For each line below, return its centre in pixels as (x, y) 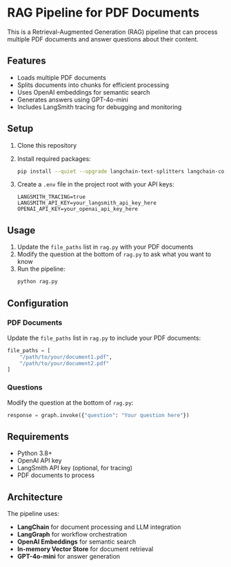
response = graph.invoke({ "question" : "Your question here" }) (98, 415)
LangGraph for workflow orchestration (72, 535)
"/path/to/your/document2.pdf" (64, 363)
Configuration (38, 303)
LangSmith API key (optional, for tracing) (75, 468)
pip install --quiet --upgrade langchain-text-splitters (101, 171)
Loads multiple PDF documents (62, 77)
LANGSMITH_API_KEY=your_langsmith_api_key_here (87, 203)
